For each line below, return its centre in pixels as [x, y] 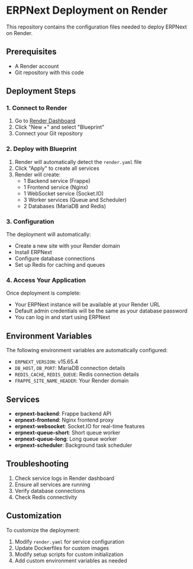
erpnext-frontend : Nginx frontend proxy [64, 420]
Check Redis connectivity [46, 497]
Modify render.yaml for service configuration [70, 542]
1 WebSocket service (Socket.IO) [64, 193]
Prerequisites [31, 52]
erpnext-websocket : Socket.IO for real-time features [80, 426]
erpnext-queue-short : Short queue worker [67, 432]
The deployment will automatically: [49, 235]
